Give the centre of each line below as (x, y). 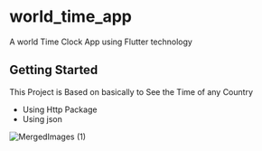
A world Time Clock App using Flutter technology (101, 42)
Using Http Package (60, 109)
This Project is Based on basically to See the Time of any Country (131, 91)
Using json (42, 118)
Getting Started (54, 70)
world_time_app (71, 17)
